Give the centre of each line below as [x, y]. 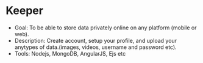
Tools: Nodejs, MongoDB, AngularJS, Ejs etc [70, 53]
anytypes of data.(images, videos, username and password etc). [96, 47]
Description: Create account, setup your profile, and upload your [96, 40]
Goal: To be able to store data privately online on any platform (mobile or [105, 28]
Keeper [25, 11]
